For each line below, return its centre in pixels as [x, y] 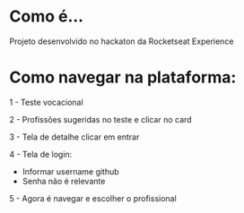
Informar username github [70, 171]
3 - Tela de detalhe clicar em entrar [74, 137]
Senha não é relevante [64, 181]
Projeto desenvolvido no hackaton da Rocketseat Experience [122, 41]
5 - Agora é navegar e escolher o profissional [93, 198]
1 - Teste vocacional [46, 102]
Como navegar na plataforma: [123, 77]
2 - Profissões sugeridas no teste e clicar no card [100, 119]
